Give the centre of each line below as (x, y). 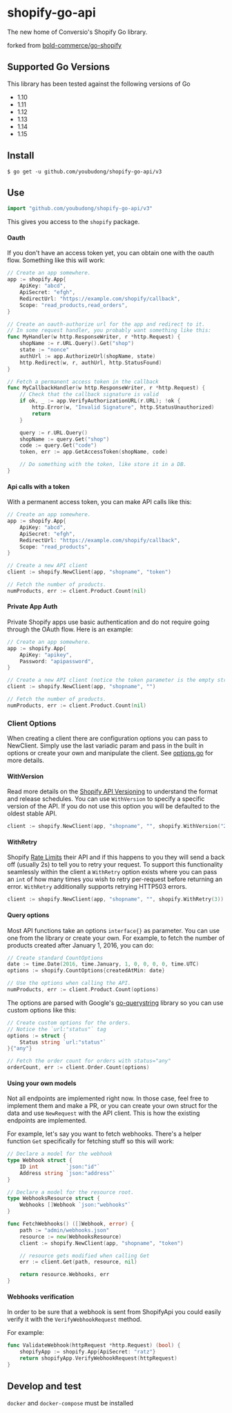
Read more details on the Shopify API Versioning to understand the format (113, 792)
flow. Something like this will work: (56, 260)
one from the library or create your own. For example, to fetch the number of (116, 938)
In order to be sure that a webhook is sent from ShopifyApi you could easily (114, 1312)
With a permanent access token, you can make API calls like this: (99, 502)
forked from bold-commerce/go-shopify (65, 45)
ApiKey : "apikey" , (46, 655)
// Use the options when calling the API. (69, 983)
